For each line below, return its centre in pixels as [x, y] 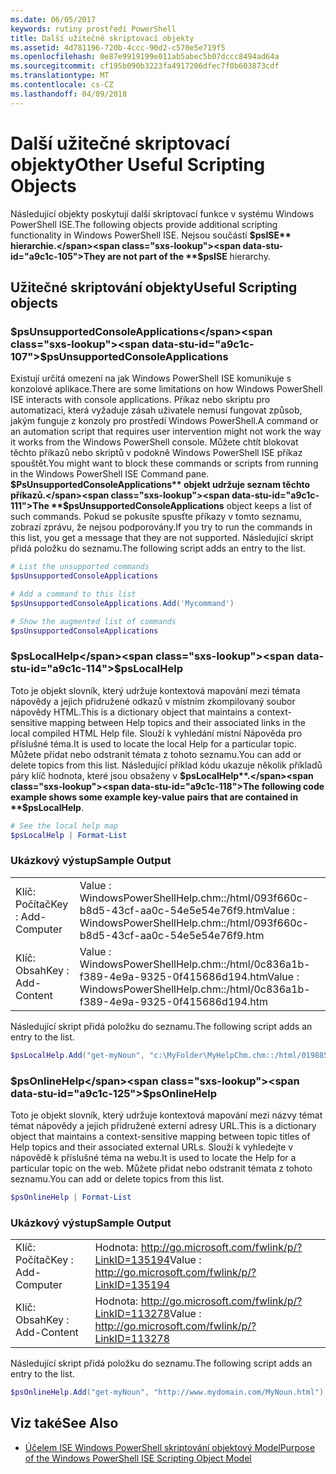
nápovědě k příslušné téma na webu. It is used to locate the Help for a [153, 1158]
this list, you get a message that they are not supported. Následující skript [162, 538]
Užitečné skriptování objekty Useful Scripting [154, 287]
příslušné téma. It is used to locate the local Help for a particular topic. [153, 743]
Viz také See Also [64, 1423]
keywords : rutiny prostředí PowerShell [93, 29]
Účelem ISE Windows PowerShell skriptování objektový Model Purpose [170, 1447]
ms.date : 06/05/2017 [53, 19]
